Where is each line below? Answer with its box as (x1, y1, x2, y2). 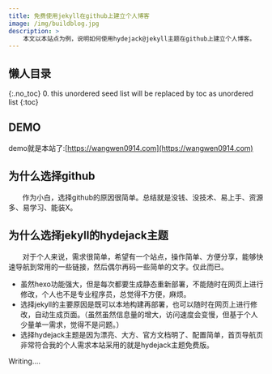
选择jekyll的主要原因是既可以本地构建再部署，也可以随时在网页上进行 (19, 299, 251, 309)
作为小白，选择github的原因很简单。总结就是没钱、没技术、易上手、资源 (22, 192, 264, 202)
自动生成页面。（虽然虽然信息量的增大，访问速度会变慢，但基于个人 (34, 309, 258, 319)
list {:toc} (8, 97, 39, 107)
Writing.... (8, 356, 41, 366)
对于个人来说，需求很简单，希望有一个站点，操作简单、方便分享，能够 (22, 251, 257, 261)
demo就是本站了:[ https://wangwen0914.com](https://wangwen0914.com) (8, 143, 253, 153)
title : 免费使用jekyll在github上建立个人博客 (8, 11, 150, 20)
